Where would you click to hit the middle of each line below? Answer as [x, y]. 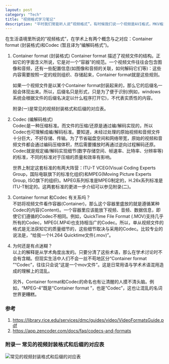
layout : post [19, 10]
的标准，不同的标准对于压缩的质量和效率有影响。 [63, 157]
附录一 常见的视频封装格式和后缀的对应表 [55, 344]
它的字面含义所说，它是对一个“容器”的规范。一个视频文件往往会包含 [87, 62]
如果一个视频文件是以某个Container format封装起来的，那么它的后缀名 [85, 86]
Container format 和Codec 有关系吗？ [51, 197]
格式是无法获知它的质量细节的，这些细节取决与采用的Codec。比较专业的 [88, 229]
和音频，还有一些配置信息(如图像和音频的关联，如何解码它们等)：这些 [89, 68]
